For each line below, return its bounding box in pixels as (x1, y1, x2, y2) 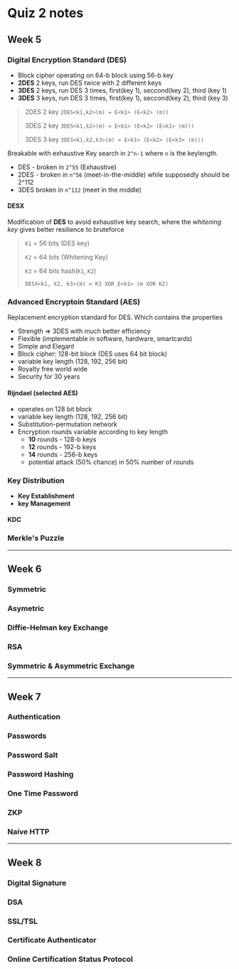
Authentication (7, 712, 60, 722)
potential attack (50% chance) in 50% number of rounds (28, 458, 194, 466)
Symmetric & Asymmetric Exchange (7, 661, 135, 671)
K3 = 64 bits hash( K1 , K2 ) (24, 267, 97, 275)
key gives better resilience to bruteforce (7, 225, 124, 234)
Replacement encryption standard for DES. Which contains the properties (7, 313, 223, 322)
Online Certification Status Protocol (7, 954, 133, 964)
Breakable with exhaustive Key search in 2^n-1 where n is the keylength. (7, 148, 218, 158)
